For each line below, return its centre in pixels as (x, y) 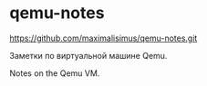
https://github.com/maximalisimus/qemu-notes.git (103, 38)
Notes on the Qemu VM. (55, 73)
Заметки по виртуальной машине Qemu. (88, 55)
